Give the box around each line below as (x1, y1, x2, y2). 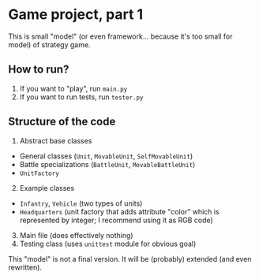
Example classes (19, 183, 75, 192)
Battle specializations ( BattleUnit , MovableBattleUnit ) (19, 159, 196, 169)
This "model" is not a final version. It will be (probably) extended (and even (8, 254, 252, 263)
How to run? (8, 63, 69, 76)
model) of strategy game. (8, 39, 91, 49)
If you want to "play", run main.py (19, 84, 128, 93)
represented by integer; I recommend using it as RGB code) (19, 215, 213, 225)
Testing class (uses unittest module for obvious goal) (19, 239, 197, 248)
